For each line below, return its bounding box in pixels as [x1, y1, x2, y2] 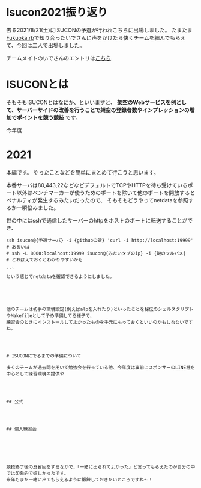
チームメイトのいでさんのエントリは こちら [6, 54, 112, 61]
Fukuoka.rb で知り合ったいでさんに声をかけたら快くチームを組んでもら [6, 34, 181, 41]
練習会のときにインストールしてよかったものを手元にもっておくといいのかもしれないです [6, 319, 193, 325]
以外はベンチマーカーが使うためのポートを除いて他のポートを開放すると [16, 189, 196, 196]
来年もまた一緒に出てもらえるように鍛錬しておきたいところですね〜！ [6, 477, 153, 483]
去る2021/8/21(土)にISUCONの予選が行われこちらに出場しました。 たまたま [6, 26, 193, 34]
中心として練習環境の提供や [6, 371, 65, 377]
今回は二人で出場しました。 [16, 42, 85, 49]
